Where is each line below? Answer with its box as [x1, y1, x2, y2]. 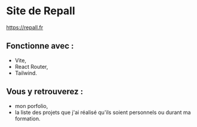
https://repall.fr [6, 24, 44, 31]
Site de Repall [6, 4, 76, 18]
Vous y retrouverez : [6, 87, 84, 97]
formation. [14, 115, 41, 122]
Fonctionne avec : [6, 41, 74, 51]
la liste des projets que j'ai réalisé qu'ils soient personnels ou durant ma [14, 109, 191, 116]
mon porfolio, [14, 102, 48, 109]
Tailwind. [14, 69, 38, 77]
